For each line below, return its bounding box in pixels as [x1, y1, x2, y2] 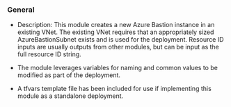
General [7, 5, 35, 15]
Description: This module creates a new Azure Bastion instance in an [17, 21, 215, 29]
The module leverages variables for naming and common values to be [17, 64, 218, 72]
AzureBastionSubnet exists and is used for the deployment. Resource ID [17, 35, 224, 44]
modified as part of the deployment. [17, 71, 120, 79]
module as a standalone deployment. [17, 92, 124, 100]
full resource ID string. [17, 50, 81, 58]
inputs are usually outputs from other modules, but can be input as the [17, 43, 219, 51]
